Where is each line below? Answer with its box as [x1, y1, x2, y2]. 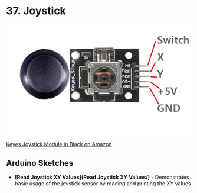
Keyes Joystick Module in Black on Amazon [6, 141, 112, 148]
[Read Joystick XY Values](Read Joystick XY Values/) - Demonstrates [14, 173, 190, 181]
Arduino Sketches [6, 158, 74, 168]
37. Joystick [6, 4, 67, 18]
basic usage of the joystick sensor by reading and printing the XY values [14, 179, 191, 187]
